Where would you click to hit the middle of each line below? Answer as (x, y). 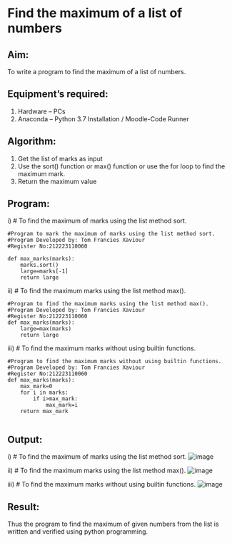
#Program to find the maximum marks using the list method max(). (108, 304)
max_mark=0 (36, 387)
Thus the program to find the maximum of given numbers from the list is (113, 524)
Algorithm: (32, 142)
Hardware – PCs (41, 111)
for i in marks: (45, 393)
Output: (25, 439)
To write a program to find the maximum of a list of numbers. (97, 72)
